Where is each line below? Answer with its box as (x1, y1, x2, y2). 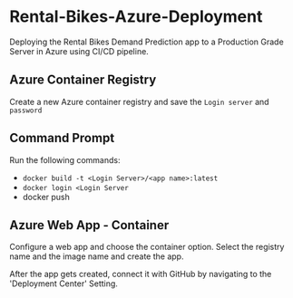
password (9, 106, 43, 115)
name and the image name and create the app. (9, 251, 184, 262)
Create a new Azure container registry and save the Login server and (9, 96, 269, 107)
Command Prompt (9, 130, 115, 146)
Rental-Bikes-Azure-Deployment (9, 6, 263, 27)
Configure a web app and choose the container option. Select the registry (9, 242, 285, 253)
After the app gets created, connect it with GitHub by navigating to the (9, 269, 272, 280)
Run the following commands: (9, 154, 121, 165)
